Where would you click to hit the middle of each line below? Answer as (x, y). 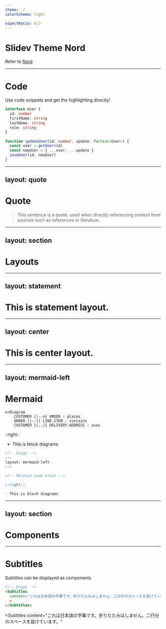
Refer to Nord (19, 62)
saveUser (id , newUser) (33, 155)
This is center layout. (49, 353)
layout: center (27, 332)
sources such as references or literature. (59, 220)
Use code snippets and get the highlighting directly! (58, 100)
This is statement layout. (57, 308)
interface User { (23, 109)
